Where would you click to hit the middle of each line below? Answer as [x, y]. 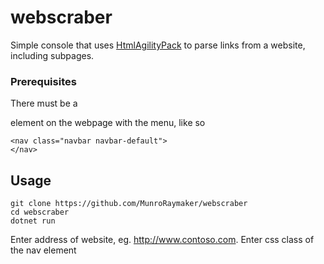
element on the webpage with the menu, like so [108, 123]
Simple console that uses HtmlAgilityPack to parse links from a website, [158, 45]
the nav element [43, 250]
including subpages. [52, 55]
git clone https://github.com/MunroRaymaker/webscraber [129, 204]
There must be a [44, 103]
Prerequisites [43, 81]
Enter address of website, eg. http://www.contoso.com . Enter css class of [162, 240]
